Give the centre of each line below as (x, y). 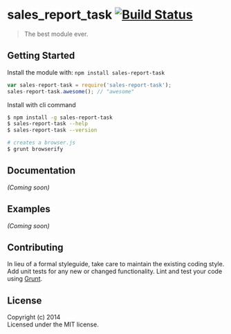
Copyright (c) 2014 (34, 317)
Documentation (41, 170)
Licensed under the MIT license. (53, 324)
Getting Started (41, 56)
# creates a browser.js (41, 143)
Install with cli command (41, 104)
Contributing (35, 247)
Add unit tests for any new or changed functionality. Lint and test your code (115, 271)
